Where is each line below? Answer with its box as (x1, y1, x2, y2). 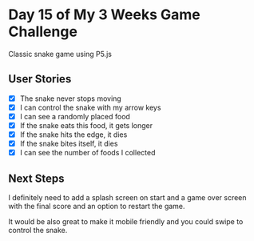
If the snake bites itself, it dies (19, 139, 118, 149)
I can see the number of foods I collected (19, 148, 156, 158)
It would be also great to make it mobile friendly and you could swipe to (8, 217, 244, 226)
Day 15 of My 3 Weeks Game (8, 6, 201, 24)
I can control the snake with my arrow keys (19, 102, 161, 112)
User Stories (8, 72, 72, 86)
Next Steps (8, 171, 65, 185)
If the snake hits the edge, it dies (19, 130, 128, 139)
